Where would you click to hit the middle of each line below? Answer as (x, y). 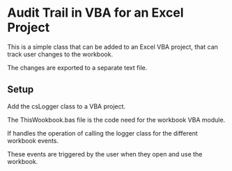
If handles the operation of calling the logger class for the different (103, 133)
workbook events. (33, 140)
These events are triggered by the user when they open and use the (105, 154)
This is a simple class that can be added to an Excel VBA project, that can (113, 47)
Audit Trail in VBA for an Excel (95, 13)
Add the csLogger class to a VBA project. (67, 106)
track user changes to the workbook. (60, 54)
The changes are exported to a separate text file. (77, 67)
